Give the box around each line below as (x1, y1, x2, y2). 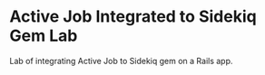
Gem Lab (9, 25, 78, 46)
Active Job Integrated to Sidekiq (9, 6, 257, 27)
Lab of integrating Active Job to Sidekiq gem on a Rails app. (9, 55, 233, 66)
